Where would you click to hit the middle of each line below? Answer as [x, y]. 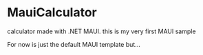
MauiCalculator [52, 13]
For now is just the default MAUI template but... [74, 44]
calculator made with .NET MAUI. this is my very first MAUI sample [101, 31]
